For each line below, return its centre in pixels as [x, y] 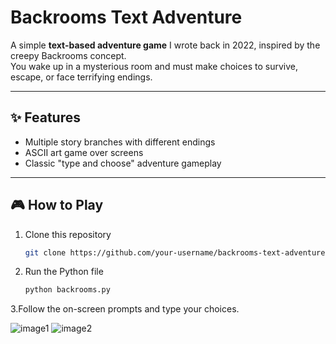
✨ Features [45, 117]
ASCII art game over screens [84, 152]
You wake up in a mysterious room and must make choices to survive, [154, 66]
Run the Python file [64, 272]
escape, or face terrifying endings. [81, 77]
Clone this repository [68, 234]
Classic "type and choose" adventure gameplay [123, 163]
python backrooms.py [67, 290]
